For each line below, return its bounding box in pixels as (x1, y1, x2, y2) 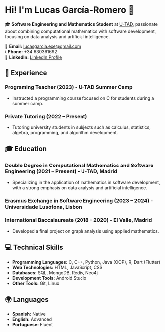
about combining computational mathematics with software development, (5, 28, 156, 34)
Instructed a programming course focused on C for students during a (12, 95, 154, 101)
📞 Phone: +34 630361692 (5, 48, 57, 54)
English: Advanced (12, 316, 52, 322)
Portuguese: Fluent (12, 322, 53, 328)
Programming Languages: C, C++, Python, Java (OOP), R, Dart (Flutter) (12, 259, 161, 265)
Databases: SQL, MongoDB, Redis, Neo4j (12, 269, 98, 276)
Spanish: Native (12, 311, 46, 317)
